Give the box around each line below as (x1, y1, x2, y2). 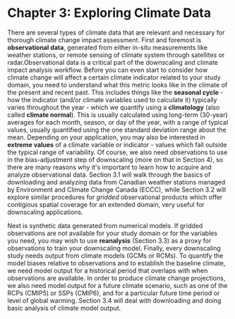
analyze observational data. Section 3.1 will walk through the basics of (7, 170, 211, 179)
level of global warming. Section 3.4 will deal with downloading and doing (7, 296, 222, 304)
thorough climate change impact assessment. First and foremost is (7, 35, 202, 44)
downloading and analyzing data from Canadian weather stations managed (7, 177, 226, 186)
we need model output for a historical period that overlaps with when (7, 266, 208, 275)
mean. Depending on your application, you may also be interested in (7, 132, 206, 142)
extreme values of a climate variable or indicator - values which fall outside (7, 140, 227, 149)
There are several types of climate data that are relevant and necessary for (7, 28, 225, 37)
